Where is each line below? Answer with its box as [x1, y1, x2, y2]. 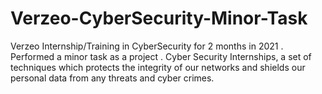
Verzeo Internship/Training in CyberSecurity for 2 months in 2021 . [10, 40, 284, 52]
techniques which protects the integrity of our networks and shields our [10, 61, 306, 73]
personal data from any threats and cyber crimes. [10, 72, 215, 84]
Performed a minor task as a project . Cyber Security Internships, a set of [10, 50, 312, 62]
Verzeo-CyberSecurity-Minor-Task [10, 7, 308, 30]
